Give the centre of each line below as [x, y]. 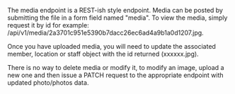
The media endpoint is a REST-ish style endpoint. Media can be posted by [115, 10]
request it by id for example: [48, 25]
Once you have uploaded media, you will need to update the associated [111, 46]
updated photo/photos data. [48, 83]
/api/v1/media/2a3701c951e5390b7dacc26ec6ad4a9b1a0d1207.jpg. [105, 33]
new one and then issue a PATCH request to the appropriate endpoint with [116, 75]
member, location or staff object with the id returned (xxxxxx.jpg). [103, 54]
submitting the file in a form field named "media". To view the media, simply [117, 18]
